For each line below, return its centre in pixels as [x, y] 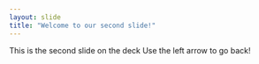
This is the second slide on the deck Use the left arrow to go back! [130, 50]
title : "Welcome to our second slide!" [83, 25]
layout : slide [35, 17]
